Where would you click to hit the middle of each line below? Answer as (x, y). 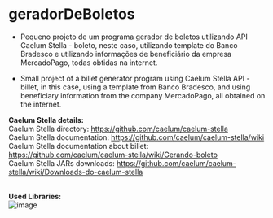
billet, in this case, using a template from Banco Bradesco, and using (135, 87)
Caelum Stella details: (46, 120)
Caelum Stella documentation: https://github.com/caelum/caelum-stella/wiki (136, 137)
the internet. (41, 104)
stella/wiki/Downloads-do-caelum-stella (76, 172)
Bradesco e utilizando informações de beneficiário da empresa (126, 54)
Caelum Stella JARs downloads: (62, 163)
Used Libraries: (35, 196)
